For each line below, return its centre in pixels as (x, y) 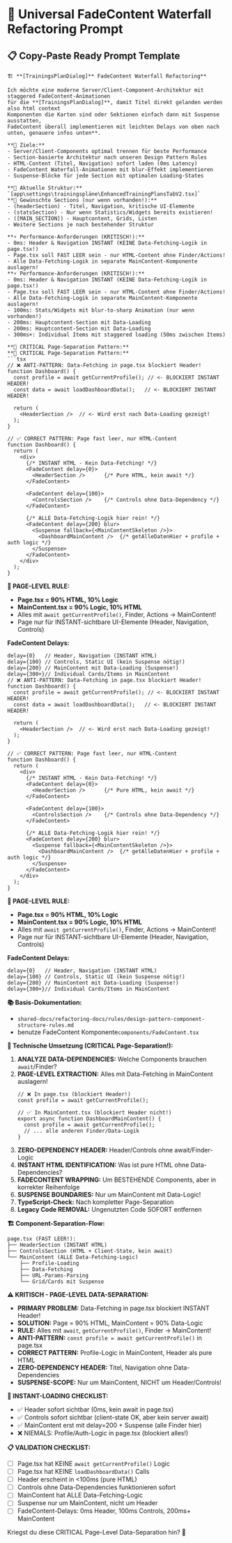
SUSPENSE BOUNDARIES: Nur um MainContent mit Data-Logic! (109, 1195)
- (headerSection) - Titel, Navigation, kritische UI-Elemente (101, 206)
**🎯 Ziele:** (26, 145)
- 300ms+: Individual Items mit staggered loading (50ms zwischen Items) (117, 335)
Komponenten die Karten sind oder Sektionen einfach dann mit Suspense (113, 115)
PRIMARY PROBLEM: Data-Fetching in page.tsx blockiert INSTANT (114, 1308)
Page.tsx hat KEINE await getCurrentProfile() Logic (94, 1464)
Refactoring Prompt (65, 29)
